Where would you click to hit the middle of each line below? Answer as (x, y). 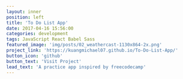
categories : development (37, 34)
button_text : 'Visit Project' (44, 61)
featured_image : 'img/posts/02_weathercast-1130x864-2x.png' (84, 45)
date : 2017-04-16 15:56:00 (40, 28)
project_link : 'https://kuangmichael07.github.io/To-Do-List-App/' (92, 50)
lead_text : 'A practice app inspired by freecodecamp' (76, 67)
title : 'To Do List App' (37, 23)
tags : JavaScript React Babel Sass (51, 39)
